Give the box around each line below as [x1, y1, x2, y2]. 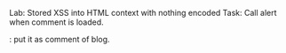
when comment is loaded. [9, 17, 104, 27]
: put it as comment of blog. [9, 34, 110, 44]
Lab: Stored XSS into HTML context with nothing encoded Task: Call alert [9, 8, 277, 18]
